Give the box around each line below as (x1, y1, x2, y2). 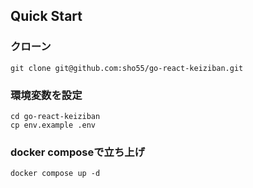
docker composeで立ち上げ (10, 145, 146, 159)
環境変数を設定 (10, 88, 83, 102)
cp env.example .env (10, 120, 97, 130)
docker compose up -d (10, 169, 101, 179)
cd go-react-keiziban (10, 111, 101, 121)
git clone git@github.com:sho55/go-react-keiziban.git (10, 63, 244, 73)
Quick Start (10, 8, 83, 25)
